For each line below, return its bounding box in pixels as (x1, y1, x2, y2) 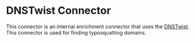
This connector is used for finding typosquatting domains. (6, 29, 147, 36)
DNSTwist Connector (6, 4, 112, 17)
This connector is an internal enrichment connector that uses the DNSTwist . (6, 23, 190, 30)
